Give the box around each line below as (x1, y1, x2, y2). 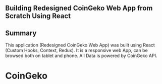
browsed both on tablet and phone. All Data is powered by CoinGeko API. (5, 52, 157, 59)
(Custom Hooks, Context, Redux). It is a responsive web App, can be (5, 47, 148, 53)
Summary (5, 28, 37, 37)
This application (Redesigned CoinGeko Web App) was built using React (5, 42, 155, 48)
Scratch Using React (5, 12, 71, 20)
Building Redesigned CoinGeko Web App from (5, 4, 153, 12)
